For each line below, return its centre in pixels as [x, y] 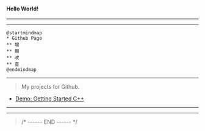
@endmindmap [21, 70]
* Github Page [24, 39]
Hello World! [22, 9]
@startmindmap [24, 33]
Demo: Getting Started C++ [49, 99]
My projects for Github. [50, 87]
